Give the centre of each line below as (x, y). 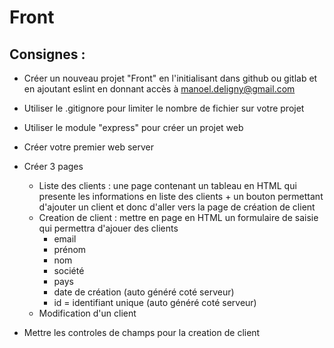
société (69, 270)
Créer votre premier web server (89, 147)
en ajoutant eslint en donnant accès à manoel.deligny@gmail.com (159, 89)
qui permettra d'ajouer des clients (108, 228)
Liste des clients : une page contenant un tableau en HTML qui (167, 185)
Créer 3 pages (53, 166)
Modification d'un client (87, 313)
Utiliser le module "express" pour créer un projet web (133, 127)
